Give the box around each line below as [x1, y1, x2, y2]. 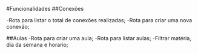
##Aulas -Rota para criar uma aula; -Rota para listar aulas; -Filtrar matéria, [6, 35, 192, 41]
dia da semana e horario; [6, 41, 68, 48]
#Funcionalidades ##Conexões [6, 5, 84, 12]
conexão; [6, 23, 30, 30]
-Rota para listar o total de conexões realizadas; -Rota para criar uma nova [6, 17, 193, 23]
